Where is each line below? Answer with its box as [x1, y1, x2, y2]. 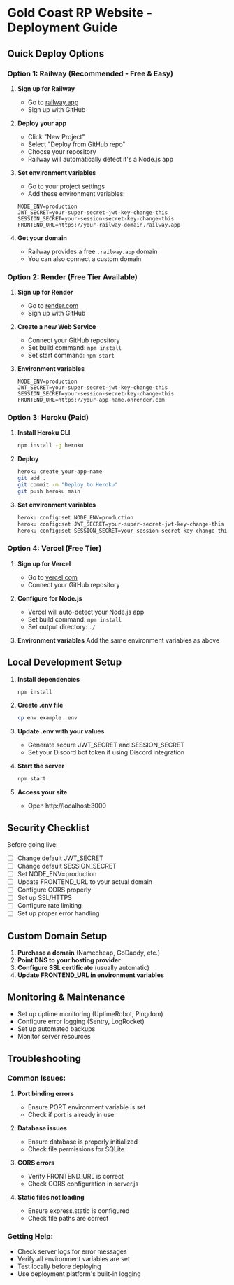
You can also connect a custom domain [27, 254, 142, 263]
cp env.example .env [17, 715, 78, 722]
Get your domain [17, 233, 68, 242]
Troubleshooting [7, 1052, 82, 1065]
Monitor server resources [17, 1032, 91, 1041]
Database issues [17, 1123, 68, 1132]
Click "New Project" [27, 132, 85, 141]
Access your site [17, 788, 68, 796]
